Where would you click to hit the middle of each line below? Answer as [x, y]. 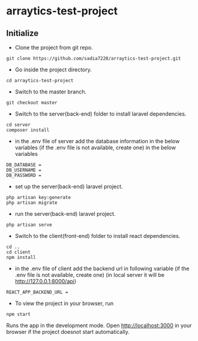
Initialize [22, 33]
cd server [19, 125]
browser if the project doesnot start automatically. [68, 332]
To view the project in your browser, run [64, 303]
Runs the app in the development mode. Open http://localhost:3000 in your [99, 325]
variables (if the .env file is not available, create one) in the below [95, 147]
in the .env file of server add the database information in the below [97, 141]
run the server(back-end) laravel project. [65, 214]
